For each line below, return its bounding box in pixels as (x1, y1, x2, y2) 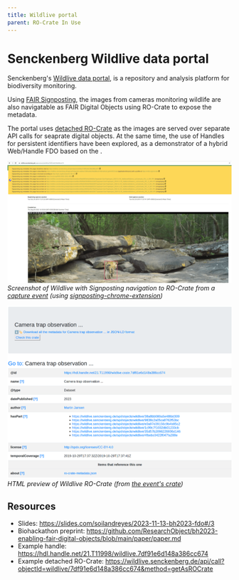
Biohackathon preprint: (17, 527, 85, 535)
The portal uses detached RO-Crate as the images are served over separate (7, 125, 230, 133)
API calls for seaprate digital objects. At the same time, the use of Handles (7, 132, 225, 140)
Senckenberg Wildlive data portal (7, 51, 209, 67)
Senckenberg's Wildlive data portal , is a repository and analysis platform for (7, 74, 230, 83)
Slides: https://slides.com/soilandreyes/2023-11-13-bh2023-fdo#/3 (17, 520, 215, 528)
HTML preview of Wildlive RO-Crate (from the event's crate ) (7, 480, 184, 488)
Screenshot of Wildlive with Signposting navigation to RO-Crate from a (7, 284, 216, 292)
